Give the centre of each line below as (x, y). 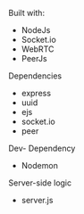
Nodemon (40, 165)
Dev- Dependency (42, 148)
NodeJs (36, 30)
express (36, 93)
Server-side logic (40, 183)
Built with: (27, 13)
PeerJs (34, 58)
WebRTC (38, 49)
